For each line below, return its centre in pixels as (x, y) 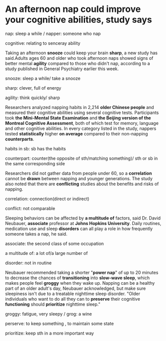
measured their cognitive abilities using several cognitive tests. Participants (82, 113)
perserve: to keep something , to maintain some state (59, 323)
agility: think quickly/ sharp (33, 98)
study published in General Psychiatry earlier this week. (62, 69)
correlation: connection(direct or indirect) (47, 199)
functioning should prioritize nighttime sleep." (53, 304)
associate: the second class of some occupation (55, 243)
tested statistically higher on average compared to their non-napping (77, 133)
